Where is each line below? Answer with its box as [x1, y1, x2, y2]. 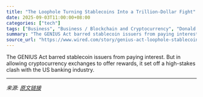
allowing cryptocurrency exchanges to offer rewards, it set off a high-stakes [6, 60, 196, 67]
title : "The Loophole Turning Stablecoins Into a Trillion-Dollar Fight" [6, 8, 196, 15]
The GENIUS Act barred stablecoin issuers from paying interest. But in [6, 54, 181, 60]
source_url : [6, 37, 36, 43]
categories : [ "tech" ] [6, 20, 61, 26]
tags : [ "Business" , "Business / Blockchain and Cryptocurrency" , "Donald [6, 25, 196, 32]
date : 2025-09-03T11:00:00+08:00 [6, 14, 91, 20]
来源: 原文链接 [6, 84, 41, 91]
